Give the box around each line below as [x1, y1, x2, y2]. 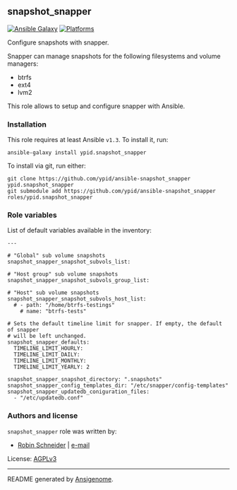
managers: [7, 59, 39, 68]
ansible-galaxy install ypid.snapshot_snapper [7, 149, 147, 156]
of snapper [7, 327, 39, 334]
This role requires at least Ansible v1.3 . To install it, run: [7, 136, 169, 144]
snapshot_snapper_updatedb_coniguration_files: [7, 388, 150, 395]
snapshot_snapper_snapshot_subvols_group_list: [7, 277, 150, 284]
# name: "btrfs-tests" [20, 308, 87, 315]
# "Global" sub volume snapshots [7, 252, 106, 259]
